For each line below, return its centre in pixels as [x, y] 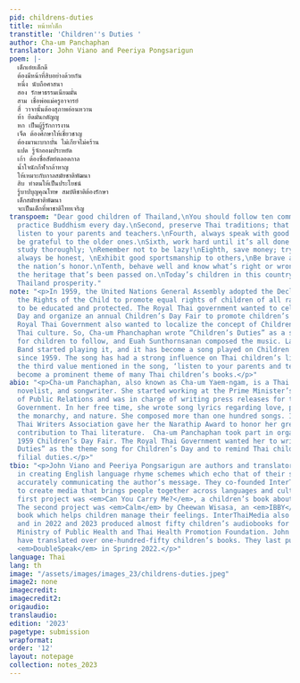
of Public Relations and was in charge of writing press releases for [151, 400]
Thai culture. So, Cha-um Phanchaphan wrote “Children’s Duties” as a [151, 333]
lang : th [25, 565]
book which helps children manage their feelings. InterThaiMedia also [154, 516]
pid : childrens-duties [51, 17]
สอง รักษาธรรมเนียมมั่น [47, 92]
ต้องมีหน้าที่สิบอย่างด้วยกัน [50, 76]
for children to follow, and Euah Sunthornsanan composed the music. [149, 341]
